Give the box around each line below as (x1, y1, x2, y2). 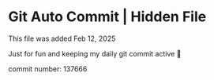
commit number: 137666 (8, 64, 88, 74)
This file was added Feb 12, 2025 (8, 34, 116, 43)
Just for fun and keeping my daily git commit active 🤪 (8, 49, 182, 58)
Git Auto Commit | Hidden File (8, 8, 207, 26)
